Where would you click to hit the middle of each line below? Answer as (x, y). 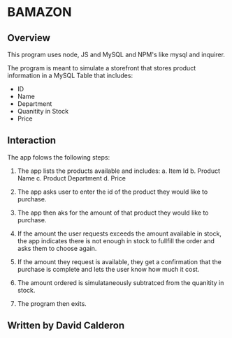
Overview (29, 38)
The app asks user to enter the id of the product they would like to (113, 192)
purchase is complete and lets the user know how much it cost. (108, 269)
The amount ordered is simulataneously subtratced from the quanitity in (121, 282)
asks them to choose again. (57, 248)
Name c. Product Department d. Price (71, 178)
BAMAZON (39, 12)
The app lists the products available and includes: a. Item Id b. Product (118, 171)
